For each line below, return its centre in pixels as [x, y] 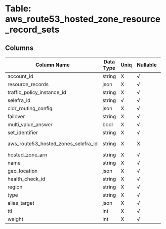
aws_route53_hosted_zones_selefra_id [53, 144]
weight [16, 219]
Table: [18, 9]
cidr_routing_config [30, 108]
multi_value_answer [30, 124]
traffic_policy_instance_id [37, 92]
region [15, 187]
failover [16, 116]
